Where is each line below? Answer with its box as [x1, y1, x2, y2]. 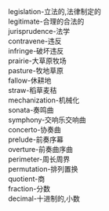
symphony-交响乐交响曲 [8, 115, 86, 124]
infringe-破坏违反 [8, 46, 64, 55]
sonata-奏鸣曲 [8, 105, 54, 114]
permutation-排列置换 [8, 165, 78, 173]
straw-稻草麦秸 [8, 86, 57, 94]
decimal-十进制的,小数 [8, 194, 81, 203]
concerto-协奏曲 [8, 125, 61, 134]
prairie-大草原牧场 [8, 56, 67, 65]
